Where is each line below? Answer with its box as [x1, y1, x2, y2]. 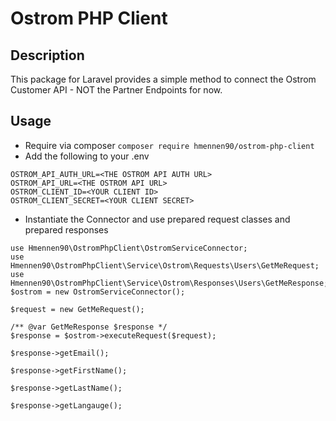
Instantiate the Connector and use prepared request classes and [24, 213, 291, 225]
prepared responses [24, 223, 109, 236]
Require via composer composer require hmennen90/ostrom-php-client [24, 139, 315, 151]
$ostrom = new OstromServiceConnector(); [10, 287, 186, 297]
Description [10, 47, 85, 64]
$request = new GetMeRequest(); [10, 304, 145, 314]
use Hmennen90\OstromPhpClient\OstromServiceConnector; [10, 243, 248, 253]
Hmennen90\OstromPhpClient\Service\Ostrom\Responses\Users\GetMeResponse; [10, 278, 329, 288]
